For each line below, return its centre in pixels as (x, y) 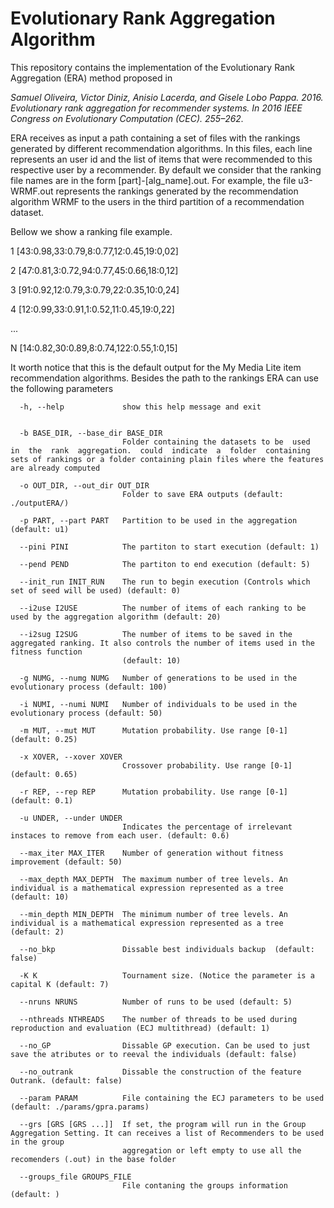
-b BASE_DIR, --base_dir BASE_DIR (91, 433)
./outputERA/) (40, 503)
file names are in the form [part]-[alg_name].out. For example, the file (153, 180)
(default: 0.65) (44, 774)
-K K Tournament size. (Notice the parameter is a (167, 975)
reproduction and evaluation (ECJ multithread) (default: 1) (140, 1028)
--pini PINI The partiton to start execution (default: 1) (169, 547)
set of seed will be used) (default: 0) (96, 590)
